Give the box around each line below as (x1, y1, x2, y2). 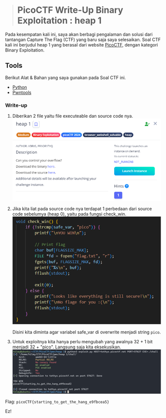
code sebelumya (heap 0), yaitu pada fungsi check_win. (12, 211, 126, 217)
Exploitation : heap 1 (17, 15, 102, 26)
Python (12, 84, 27, 90)
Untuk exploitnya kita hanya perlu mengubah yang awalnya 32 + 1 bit (12, 339, 153, 345)
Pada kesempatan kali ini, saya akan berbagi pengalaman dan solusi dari (5, 31, 153, 37)
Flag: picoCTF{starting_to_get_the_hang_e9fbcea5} (5, 398, 110, 405)
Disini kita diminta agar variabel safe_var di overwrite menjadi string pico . (12, 329, 161, 335)
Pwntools (12, 89, 32, 95)
